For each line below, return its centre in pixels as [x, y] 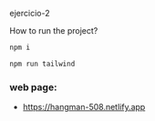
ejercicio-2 [30, 13]
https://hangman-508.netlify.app [84, 107]
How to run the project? [54, 30]
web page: [33, 87]
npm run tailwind [42, 64]
